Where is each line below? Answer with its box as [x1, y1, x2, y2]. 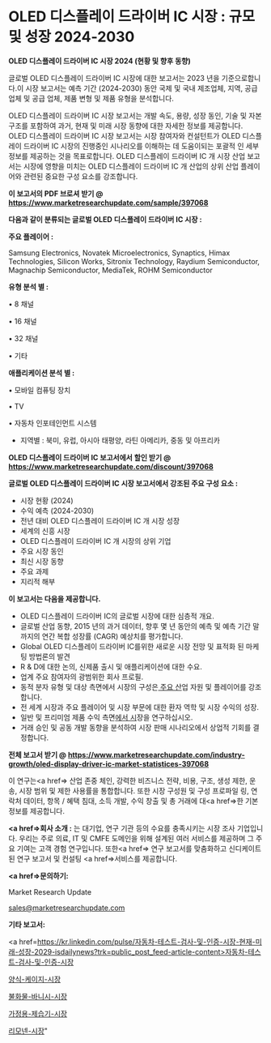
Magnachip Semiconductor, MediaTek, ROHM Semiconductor [8, 265, 213, 275]
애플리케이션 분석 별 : [8, 368, 75, 378]
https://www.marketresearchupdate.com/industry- [67, 750, 245, 759]
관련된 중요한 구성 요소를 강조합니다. [23, 171, 138, 181]
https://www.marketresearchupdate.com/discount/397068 [8, 461, 214, 471]
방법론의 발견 [28, 652, 70, 661]
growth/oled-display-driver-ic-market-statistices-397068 [8, 759, 210, 768]
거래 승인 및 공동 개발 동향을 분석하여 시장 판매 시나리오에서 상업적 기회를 [19, 722, 252, 732]
